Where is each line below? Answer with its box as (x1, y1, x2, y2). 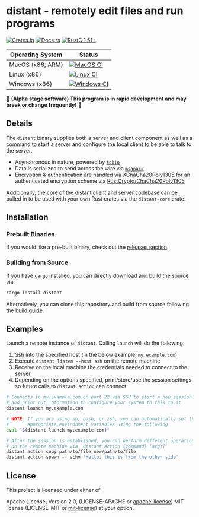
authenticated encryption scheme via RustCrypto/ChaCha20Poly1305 (14, 177, 185, 185)
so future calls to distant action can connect (14, 383, 126, 390)
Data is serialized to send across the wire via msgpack (14, 164, 144, 172)
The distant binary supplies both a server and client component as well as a (6, 134, 193, 141)
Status (79, 50, 98, 59)
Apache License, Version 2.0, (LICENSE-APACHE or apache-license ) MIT (6, 497, 184, 505)
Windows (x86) (9, 80, 53, 88)
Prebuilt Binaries (6, 230, 55, 239)
